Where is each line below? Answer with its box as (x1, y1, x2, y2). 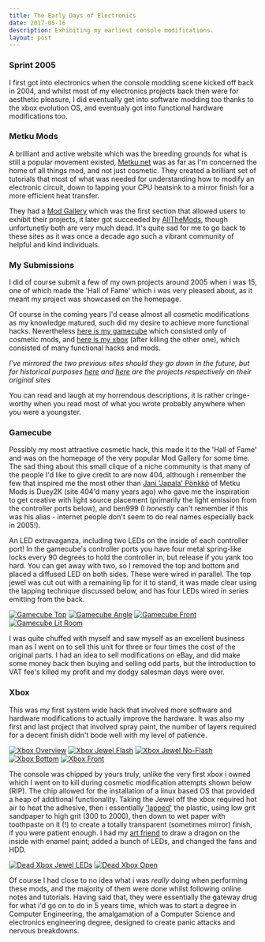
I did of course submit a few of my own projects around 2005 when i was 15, (9, 277, 257, 287)
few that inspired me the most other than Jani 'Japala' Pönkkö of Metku (9, 479, 241, 488)
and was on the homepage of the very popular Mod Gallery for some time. (9, 454, 251, 463)
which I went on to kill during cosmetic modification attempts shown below (9, 778, 252, 787)
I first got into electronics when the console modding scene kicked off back (9, 77, 255, 87)
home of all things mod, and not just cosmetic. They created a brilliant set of (9, 165, 257, 175)
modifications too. (9, 111, 68, 121)
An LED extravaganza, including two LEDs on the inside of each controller (9, 536, 249, 545)
